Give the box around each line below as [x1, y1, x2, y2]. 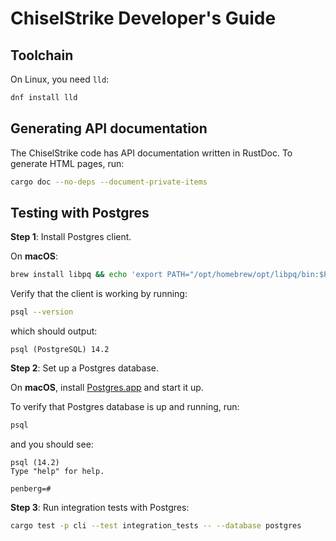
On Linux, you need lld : [10, 73, 110, 85]
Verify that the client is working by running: [10, 288, 188, 300]
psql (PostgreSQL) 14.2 [10, 345, 110, 355]
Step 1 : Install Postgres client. [10, 231, 132, 243]
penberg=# [10, 484, 52, 494]
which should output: [10, 325, 98, 337]
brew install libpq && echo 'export [10, 270, 163, 280]
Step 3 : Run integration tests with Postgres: [10, 502, 190, 513]
